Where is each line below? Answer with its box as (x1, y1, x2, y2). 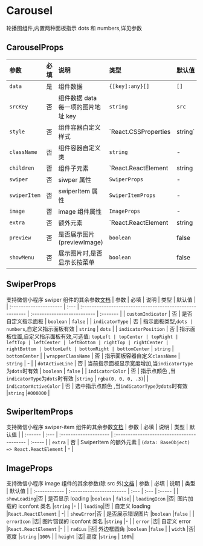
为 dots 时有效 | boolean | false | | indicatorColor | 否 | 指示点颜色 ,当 (6, 367, 176, 375)
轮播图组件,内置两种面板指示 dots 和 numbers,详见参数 (6, 24, 142, 32)
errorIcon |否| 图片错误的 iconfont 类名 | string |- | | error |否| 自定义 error (6, 518, 192, 525)
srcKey (9, 103, 28, 110)
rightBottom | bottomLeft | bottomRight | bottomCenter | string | (6, 345, 174, 352)
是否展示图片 (58, 230, 95, 238)
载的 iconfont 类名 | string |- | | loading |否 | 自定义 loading (6, 502, 151, 510)
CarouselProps (6, 42, 64, 53)
